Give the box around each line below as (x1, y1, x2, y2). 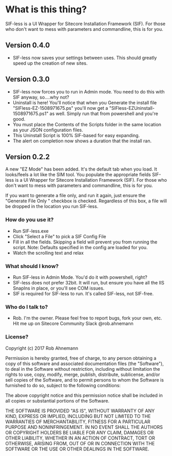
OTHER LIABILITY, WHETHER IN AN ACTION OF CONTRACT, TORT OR (5, 435, 155, 441)
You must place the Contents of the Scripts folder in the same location (12, 121, 162, 127)
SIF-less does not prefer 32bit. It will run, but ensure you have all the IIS (12, 279, 165, 286)
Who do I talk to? (5, 303, 48, 310)
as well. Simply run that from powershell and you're (49, 110, 158, 117)
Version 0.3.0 (5, 75, 50, 84)
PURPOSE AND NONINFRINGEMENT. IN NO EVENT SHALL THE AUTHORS (5, 424, 163, 430)
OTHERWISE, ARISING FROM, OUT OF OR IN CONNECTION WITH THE (5, 440, 155, 446)
